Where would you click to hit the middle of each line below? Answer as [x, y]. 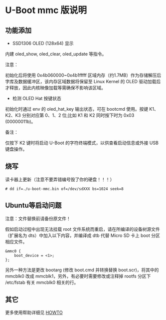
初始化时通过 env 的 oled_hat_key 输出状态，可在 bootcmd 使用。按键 [77, 109]
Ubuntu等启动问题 [33, 206]
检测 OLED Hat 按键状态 [37, 98]
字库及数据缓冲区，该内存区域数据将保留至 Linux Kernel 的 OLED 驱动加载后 [83, 81]
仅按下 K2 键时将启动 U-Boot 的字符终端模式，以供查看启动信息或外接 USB [82, 143]
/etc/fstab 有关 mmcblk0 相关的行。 [42, 282]
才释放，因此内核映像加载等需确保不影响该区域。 [55, 88]
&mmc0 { [13, 251]
